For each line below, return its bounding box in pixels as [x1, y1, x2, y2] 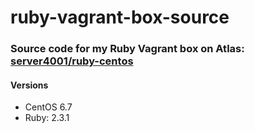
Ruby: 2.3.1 [24, 112, 70, 124]
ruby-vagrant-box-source [10, 6, 230, 29]
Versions [10, 79, 49, 91]
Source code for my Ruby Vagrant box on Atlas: [10, 42, 245, 56]
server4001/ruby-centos [10, 54, 134, 68]
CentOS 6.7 [24, 101, 73, 113]
